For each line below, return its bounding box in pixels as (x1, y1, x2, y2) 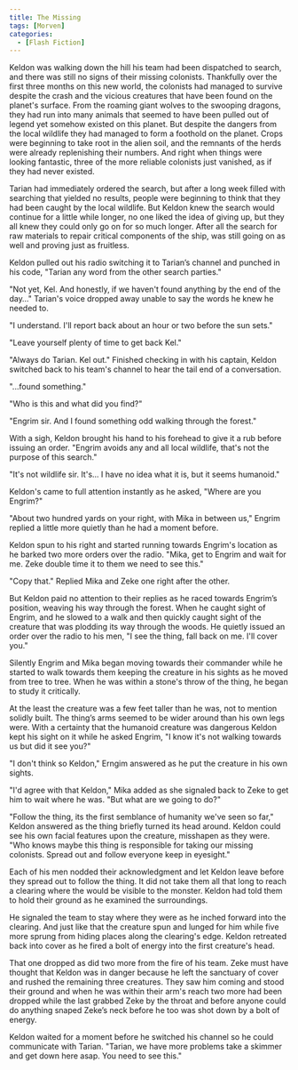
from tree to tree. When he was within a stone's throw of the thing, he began (9, 677, 288, 688)
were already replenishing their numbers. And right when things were (9, 148, 263, 158)
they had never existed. (9, 166, 95, 177)
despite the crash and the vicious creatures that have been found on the (9, 91, 273, 101)
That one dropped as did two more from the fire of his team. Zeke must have (9, 958, 289, 969)
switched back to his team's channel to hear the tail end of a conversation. (9, 364, 282, 374)
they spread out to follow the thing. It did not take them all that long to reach (9, 876, 286, 887)
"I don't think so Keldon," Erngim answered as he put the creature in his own (9, 758, 288, 769)
